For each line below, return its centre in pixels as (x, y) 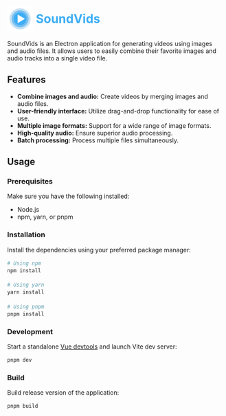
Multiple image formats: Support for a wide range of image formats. (114, 125)
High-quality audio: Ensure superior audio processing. (95, 133)
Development (30, 331)
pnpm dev (20, 360)
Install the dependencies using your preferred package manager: (99, 250)
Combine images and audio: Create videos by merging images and (112, 96)
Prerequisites (30, 182)
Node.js (28, 210)
